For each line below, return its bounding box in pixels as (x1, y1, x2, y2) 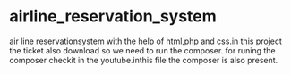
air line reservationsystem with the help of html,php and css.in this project (9, 36, 282, 46)
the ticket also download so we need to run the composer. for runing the (9, 45, 276, 55)
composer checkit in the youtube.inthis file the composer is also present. (9, 54, 278, 65)
